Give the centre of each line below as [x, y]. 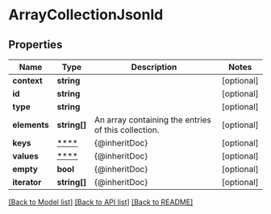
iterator [27, 182]
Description [154, 67]
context [27, 80]
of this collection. [127, 130]
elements [31, 125]
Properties [35, 45]
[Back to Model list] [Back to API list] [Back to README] [101, 202]
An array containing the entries [153, 120]
